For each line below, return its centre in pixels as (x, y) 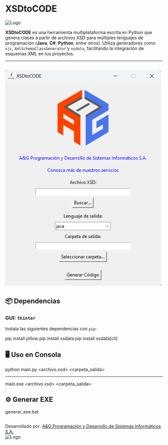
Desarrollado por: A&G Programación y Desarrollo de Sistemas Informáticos (83, 426)
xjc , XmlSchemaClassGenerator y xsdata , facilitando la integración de (74, 48)
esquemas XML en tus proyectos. (40, 54)
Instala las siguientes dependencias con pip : (51, 329)
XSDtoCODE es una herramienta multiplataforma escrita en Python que (79, 32)
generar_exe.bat (22, 411)
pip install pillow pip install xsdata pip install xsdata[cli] (61, 339)
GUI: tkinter (20, 318)
